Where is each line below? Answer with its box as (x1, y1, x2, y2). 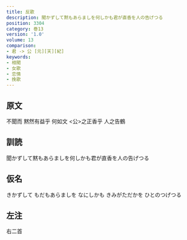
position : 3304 (6, 20, 45, 26)
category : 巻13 (6, 25, 44, 32)
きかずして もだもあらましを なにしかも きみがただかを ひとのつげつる (6, 191, 182, 198)
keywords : (6, 54, 31, 60)
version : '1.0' (6, 32, 45, 38)
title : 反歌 (6, 8, 34, 15)
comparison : (6, 43, 36, 49)
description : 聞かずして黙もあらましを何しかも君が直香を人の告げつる (6, 15, 163, 21)
